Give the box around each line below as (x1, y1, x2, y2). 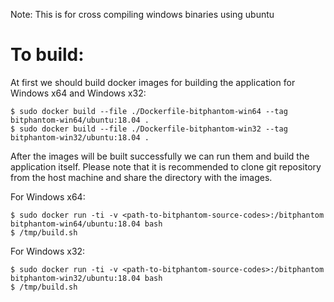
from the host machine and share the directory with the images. (10, 171, 273, 183)
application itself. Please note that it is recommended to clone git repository (10, 160, 322, 173)
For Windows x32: (10, 245, 86, 257)
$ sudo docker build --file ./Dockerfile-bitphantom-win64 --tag (10, 106, 288, 116)
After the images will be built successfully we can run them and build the (10, 150, 310, 162)
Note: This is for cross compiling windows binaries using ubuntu (10, 9, 275, 20)
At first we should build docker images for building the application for (10, 76, 296, 88)
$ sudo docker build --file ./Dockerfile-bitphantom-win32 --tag (10, 124, 288, 134)
